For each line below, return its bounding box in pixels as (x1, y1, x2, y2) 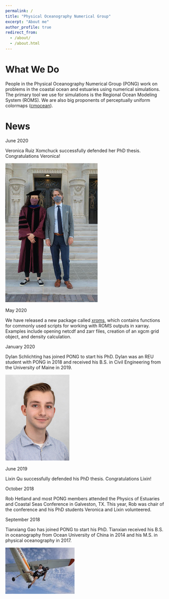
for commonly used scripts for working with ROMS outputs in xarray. (5, 322, 150, 329)
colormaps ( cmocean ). (5, 102, 53, 108)
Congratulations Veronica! (5, 153, 60, 159)
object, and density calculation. (5, 333, 72, 339)
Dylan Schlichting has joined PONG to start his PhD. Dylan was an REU (5, 353, 154, 359)
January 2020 (5, 343, 35, 350)
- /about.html (10, 41, 40, 46)
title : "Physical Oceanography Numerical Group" (5, 13, 111, 19)
